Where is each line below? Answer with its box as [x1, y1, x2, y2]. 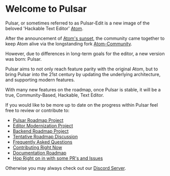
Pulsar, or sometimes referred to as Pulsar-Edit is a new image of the [5, 20, 150, 26]
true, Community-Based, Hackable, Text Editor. [5, 92, 104, 98]
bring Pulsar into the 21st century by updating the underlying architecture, [5, 71, 161, 77]
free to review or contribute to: [5, 107, 70, 113]
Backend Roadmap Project [12, 128, 69, 134]
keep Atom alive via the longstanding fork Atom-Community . [5, 40, 132, 46]
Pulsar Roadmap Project [12, 117, 64, 123]
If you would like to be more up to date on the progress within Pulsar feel [5, 102, 158, 108]
